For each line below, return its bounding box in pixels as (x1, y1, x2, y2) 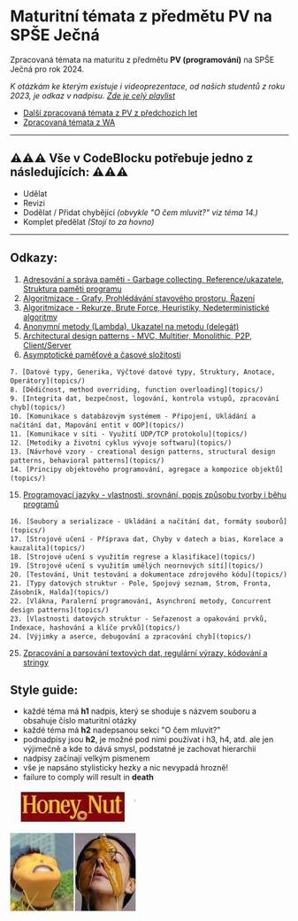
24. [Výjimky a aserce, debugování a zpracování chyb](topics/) (10, 631, 252, 641)
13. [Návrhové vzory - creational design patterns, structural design (10, 447, 276, 456)
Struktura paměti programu (22, 283, 122, 294)
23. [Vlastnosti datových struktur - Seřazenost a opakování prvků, (10, 614, 268, 623)
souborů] (255, 516, 288, 526)
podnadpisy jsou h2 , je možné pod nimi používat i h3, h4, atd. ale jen (22, 734, 274, 745)
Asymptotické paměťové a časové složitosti (22, 349, 182, 360)
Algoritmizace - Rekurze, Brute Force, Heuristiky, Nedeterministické (22, 302, 270, 313)
